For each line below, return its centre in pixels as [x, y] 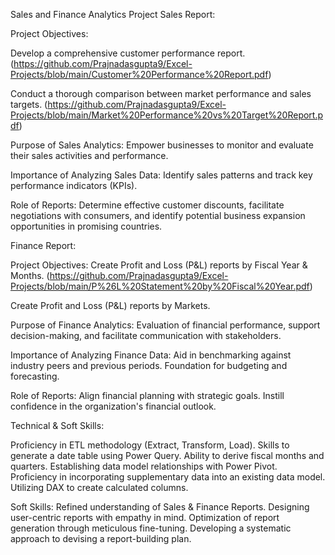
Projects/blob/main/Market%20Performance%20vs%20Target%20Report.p [167, 115]
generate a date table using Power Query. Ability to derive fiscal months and [167, 455]
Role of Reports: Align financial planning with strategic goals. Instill [147, 395]
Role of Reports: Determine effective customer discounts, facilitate [147, 205]
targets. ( [29, 104]
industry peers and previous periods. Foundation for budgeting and [149, 365]
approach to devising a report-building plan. [101, 538]
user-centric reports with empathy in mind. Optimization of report [145, 517]
